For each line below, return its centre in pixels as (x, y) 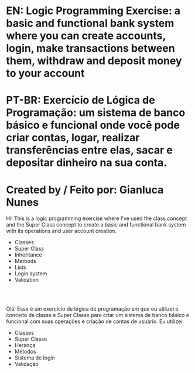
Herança (25, 345)
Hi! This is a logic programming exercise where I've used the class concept (97, 218)
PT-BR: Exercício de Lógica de (81, 100)
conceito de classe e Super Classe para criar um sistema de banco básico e (97, 315)
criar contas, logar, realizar (73, 138)
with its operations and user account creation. (61, 231)
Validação (27, 364)
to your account (45, 73)
